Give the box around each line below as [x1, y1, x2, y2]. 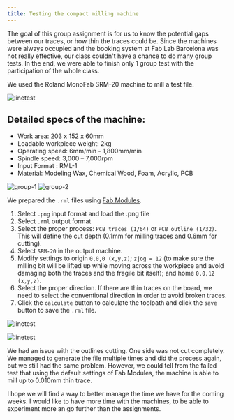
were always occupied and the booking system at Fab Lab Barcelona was [7, 44, 219, 52]
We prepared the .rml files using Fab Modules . [7, 196, 142, 204]
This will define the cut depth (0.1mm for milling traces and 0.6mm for [17, 232, 218, 241]
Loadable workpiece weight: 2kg [17, 140, 112, 148]
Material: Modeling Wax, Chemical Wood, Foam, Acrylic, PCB [17, 169, 193, 178]
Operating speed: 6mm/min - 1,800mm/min [17, 147, 142, 156]
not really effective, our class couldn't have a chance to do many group [7, 52, 212, 60]
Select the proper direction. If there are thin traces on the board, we [17, 284, 212, 292]
